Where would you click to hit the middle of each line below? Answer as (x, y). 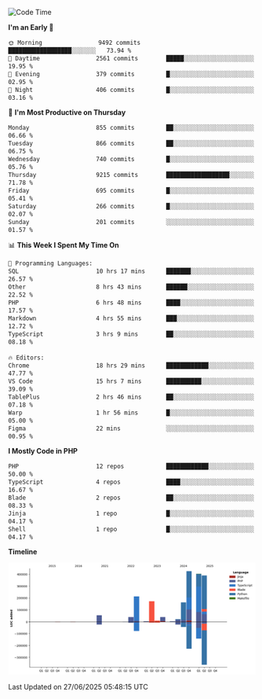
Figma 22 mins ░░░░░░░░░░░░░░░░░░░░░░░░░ (131, 429)
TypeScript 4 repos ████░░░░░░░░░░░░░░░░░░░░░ (131, 482)
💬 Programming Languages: (50, 263)
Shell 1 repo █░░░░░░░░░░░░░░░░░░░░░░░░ (131, 529)
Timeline (23, 552)
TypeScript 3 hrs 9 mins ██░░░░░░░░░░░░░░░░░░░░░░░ (131, 334)
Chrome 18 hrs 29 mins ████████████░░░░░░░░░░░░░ (131, 366)
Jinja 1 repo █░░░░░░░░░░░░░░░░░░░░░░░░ (131, 513)
